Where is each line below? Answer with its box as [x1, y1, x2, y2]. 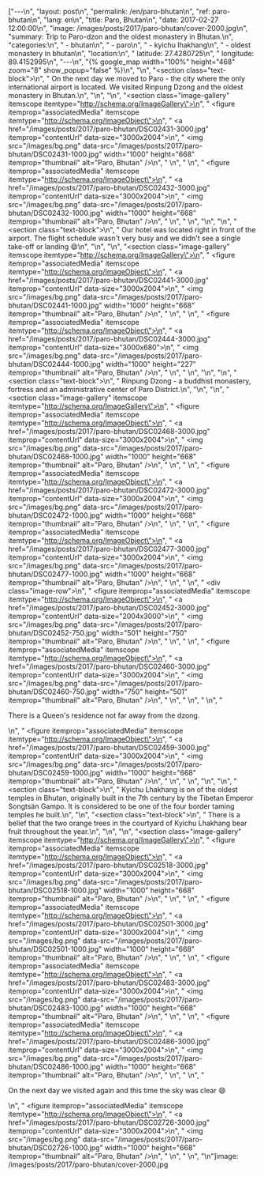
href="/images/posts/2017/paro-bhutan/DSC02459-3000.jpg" [8, 743, 210, 752]
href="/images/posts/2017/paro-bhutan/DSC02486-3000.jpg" [8, 1037, 210, 1046]
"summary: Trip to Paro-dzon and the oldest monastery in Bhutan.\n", [8, 32, 234, 41]
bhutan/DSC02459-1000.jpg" [8, 768, 104, 777]
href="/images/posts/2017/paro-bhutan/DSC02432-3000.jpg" [8, 183, 210, 192]
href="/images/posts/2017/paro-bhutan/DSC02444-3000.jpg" [8, 334, 211, 343]
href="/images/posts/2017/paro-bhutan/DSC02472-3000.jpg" [8, 485, 210, 495]
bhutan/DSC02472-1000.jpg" [8, 511, 104, 520]
